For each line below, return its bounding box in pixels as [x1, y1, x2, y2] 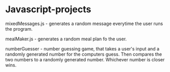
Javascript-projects [5, 4, 91, 15]
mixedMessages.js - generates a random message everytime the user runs [5, 20, 163, 27]
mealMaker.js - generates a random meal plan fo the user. [5, 36, 127, 42]
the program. [5, 26, 33, 32]
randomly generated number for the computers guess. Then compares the [5, 51, 162, 57]
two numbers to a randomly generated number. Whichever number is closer [5, 56, 165, 62]
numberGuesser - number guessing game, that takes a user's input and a [5, 45, 160, 52]
